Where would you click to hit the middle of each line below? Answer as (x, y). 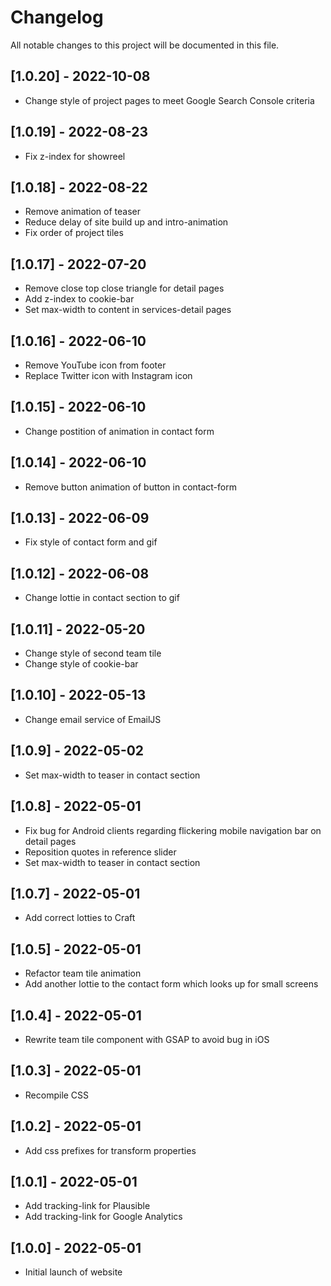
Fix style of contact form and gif (91, 542)
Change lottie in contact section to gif (102, 598)
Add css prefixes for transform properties (110, 1150)
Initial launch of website (73, 1272)
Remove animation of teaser (83, 212)
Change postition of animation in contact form (119, 431)
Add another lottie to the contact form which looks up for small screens (171, 984)
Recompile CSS (57, 1095)
